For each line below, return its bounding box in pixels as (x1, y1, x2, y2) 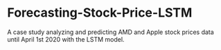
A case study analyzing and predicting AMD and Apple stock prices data (7, 28, 215, 36)
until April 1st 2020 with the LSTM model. (7, 35, 125, 43)
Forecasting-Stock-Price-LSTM (7, 5, 193, 21)
